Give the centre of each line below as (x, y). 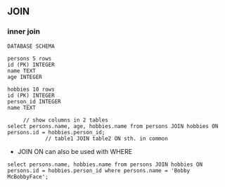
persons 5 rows (30, 58)
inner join (24, 32)
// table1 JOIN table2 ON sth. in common (107, 138)
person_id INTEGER (34, 101)
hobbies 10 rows (31, 89)
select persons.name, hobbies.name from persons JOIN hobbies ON (105, 165)
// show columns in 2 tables (66, 120)
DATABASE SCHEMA (31, 46)
